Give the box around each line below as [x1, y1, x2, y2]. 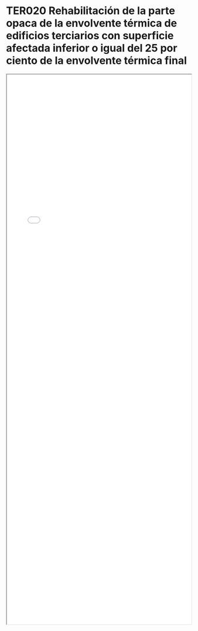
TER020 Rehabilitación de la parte [6, 4, 176, 18]
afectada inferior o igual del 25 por [6, 42, 177, 55]
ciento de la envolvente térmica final [6, 54, 187, 67]
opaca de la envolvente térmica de [6, 16, 177, 30]
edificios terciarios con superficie [6, 29, 174, 42]
